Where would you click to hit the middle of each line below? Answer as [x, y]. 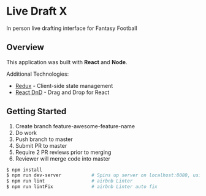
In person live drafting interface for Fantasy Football [72, 28]
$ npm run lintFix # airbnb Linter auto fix [82, 187]
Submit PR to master [41, 145]
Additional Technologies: [38, 74]
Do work [26, 132]
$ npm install [25, 170]
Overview [25, 47]
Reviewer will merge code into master [63, 158]
